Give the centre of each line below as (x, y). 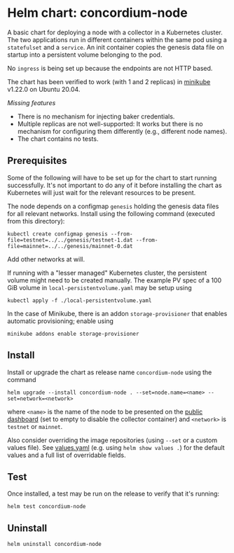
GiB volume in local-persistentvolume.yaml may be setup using (100, 287)
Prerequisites (37, 161)
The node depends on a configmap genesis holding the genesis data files (113, 206)
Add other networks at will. (46, 259)
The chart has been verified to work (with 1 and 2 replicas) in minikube (109, 81)
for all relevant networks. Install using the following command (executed (111, 213)
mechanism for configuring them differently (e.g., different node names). (122, 131)
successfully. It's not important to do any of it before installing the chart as (115, 185)
